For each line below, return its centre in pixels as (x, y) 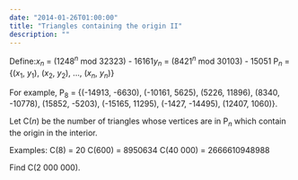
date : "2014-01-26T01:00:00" (64, 17)
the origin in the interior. (53, 133)
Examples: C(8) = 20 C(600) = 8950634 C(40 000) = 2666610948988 (140, 150)
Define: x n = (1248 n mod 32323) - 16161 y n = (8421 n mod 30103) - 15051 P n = (149, 61)
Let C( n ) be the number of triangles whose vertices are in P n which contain (148, 122)
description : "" (39, 34)
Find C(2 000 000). (45, 167)
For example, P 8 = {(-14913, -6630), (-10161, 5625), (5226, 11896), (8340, (145, 93)
